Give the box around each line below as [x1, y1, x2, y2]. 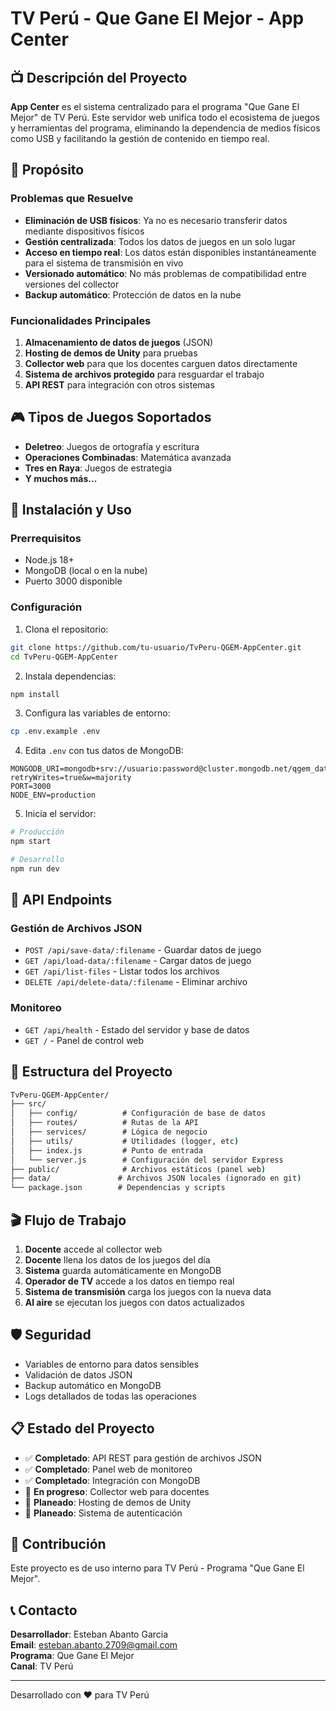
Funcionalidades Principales [10, 313, 152, 327]
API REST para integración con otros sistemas [24, 378, 215, 391]
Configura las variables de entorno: [24, 707, 171, 719]
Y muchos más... [24, 472, 98, 484]
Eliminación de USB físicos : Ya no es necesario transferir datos [24, 214, 288, 226]
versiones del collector [24, 278, 120, 290]
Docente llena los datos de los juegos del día [24, 1254, 211, 1266]
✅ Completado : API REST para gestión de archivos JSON [24, 1452, 262, 1464]
